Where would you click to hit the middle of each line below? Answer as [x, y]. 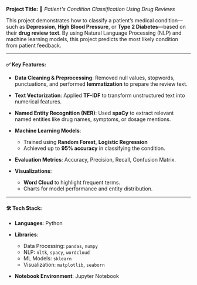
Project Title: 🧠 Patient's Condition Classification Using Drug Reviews [91, 9]
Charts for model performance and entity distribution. [88, 189]
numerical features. [38, 102]
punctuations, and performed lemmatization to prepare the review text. [101, 84]
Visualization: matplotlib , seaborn [64, 265]
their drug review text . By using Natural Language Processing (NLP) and [94, 33]
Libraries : [26, 234]
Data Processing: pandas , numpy [61, 246]
